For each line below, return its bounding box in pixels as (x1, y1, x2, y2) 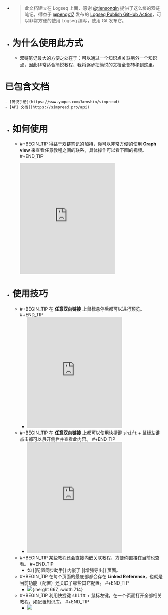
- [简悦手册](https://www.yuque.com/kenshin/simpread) (5, 99, 120, 104)
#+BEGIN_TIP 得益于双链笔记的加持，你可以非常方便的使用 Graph (19, 141, 156, 147)
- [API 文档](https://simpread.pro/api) (5, 104, 90, 110)
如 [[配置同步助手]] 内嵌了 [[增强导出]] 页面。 (27, 567, 121, 573)
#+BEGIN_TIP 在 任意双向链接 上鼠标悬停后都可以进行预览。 (19, 305, 145, 312)
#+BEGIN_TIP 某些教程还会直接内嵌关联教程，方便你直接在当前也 (19, 554, 155, 561)
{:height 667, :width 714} (32, 586, 83, 592)
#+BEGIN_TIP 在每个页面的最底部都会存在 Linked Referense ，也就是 (19, 573, 163, 579)
